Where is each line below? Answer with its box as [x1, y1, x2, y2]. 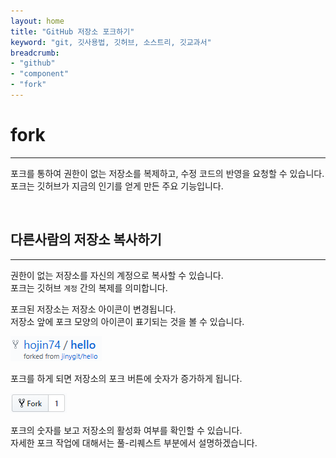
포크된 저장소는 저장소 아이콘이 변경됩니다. [10, 303, 177, 315]
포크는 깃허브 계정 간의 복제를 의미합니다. [10, 281, 168, 294]
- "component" [10, 69, 70, 79]
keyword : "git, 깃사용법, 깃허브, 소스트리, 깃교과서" [10, 37, 212, 47]
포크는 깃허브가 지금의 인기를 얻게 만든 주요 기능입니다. [10, 180, 224, 192]
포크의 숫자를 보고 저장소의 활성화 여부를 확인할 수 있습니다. [10, 424, 243, 436]
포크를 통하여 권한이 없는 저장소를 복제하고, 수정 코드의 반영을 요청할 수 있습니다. [10, 167, 325, 179]
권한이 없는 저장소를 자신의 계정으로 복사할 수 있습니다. [10, 269, 224, 281]
